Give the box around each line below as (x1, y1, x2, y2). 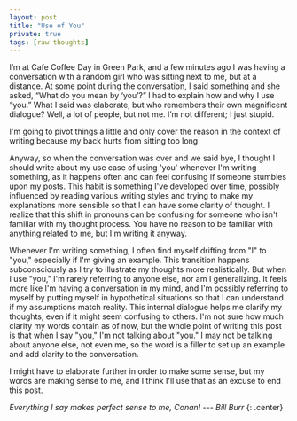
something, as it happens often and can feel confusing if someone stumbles (9, 172, 286, 183)
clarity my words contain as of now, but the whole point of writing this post (9, 321, 282, 331)
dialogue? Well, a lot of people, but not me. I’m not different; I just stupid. (9, 109, 275, 120)
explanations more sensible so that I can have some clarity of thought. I (9, 200, 270, 211)
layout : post (9, 12, 58, 22)
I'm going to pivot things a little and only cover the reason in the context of (9, 126, 281, 137)
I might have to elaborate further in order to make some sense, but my (9, 366, 265, 377)
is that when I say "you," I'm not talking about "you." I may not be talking (9, 330, 273, 341)
